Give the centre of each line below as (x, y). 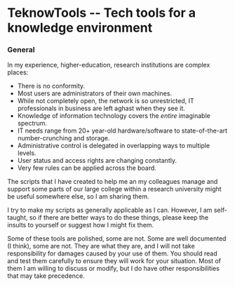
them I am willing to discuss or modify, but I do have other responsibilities (113, 269)
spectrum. (32, 124)
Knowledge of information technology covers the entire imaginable (114, 116)
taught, (18, 218)
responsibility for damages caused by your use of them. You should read (112, 253)
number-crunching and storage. (63, 138)
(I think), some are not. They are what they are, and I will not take (101, 246)
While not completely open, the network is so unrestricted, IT (106, 101)
